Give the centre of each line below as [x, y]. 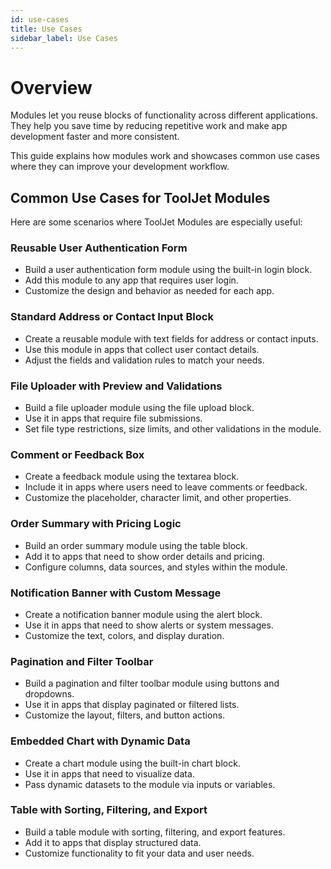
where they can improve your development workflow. [120, 167]
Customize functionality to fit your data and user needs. [139, 853]
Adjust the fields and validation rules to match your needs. [144, 360]
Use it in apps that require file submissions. [113, 418]
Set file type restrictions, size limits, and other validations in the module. [173, 429]
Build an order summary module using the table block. [136, 545]
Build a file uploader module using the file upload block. [139, 408]
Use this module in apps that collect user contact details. [142, 349]
